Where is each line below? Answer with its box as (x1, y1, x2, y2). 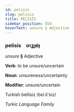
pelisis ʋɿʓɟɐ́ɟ (5, 42, 40, 49)
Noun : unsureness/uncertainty (5, 72, 68, 78)
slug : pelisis (5, 12, 35, 17)
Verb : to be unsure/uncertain (5, 63, 64, 69)
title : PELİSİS (5, 16, 37, 21)
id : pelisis (5, 7, 30, 12)
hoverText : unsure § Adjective (5, 26, 70, 31)
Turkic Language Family (5, 101, 54, 107)
